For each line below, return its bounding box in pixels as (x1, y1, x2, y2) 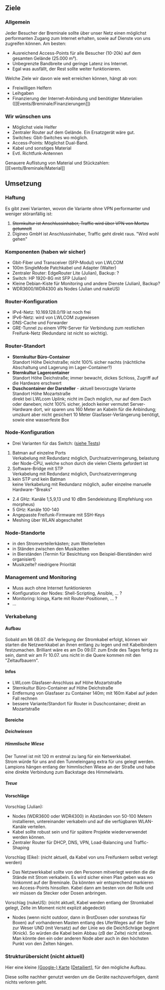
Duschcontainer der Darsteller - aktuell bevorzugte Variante (12, 385, 136, 391)
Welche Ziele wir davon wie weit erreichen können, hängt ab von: (5, 75, 138, 81)
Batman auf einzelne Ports (12, 450, 66, 456)
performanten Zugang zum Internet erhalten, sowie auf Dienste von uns (5, 35, 151, 41)
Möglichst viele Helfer (12, 124, 57, 130)
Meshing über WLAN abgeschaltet (12, 517, 83, 523)
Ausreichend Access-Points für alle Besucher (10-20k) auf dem (12, 50, 141, 56)
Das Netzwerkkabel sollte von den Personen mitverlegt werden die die (12, 869, 156, 875)
